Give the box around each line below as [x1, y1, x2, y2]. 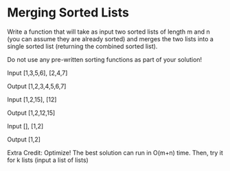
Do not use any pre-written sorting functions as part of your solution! [7, 55, 203, 63]
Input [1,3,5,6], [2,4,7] [7, 69, 68, 77]
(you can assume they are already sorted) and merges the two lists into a [7, 34, 214, 43]
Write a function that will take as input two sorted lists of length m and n [7, 27, 211, 36]
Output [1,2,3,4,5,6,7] [7, 82, 67, 90]
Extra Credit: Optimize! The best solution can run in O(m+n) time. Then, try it [7, 148, 223, 157]
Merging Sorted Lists [7, 5, 129, 21]
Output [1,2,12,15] [7, 109, 56, 117]
